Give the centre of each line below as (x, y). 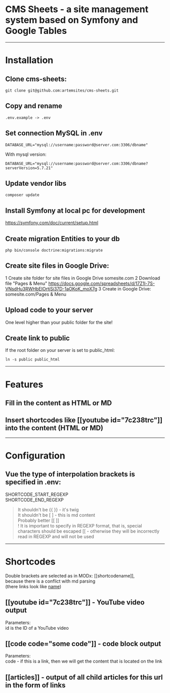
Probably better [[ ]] (38, 520)
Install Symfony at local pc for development (75, 210)
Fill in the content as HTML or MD (59, 403)
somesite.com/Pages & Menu (36, 294)
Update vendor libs (36, 183)
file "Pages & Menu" (26, 283)
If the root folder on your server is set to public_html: (60, 350)
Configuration (35, 456)
